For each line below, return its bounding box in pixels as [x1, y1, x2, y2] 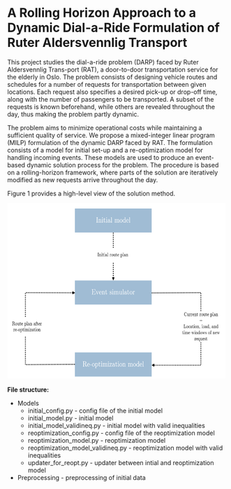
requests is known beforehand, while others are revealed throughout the [7, 102, 215, 111]
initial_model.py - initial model [27, 413, 114, 422]
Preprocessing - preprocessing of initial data [17, 473, 147, 481]
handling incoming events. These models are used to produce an [7, 153, 194, 162]
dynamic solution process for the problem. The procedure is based [27, 160, 219, 169]
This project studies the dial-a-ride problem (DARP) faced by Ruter [7, 57, 199, 66]
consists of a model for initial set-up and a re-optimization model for [7, 146, 204, 154]
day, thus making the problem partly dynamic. [7, 110, 140, 118]
